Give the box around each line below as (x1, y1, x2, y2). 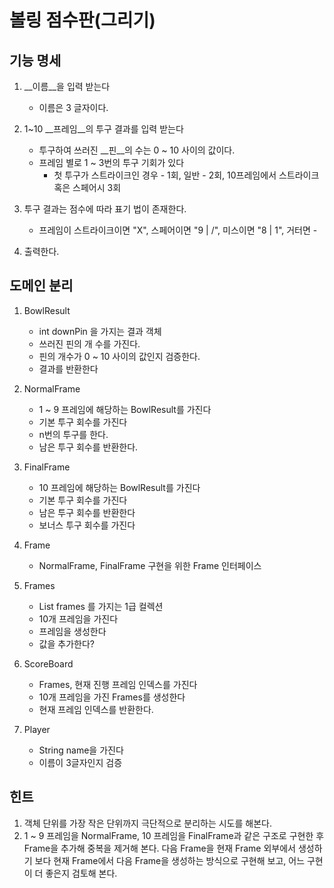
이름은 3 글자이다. (38, 102, 109, 113)
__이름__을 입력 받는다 (23, 81, 111, 92)
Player (23, 723, 51, 735)
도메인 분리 (9, 277, 74, 295)
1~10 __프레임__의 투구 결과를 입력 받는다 (23, 123, 184, 135)
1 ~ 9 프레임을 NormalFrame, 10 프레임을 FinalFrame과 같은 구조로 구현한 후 (23, 829, 325, 841)
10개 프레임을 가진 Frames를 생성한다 (38, 691, 186, 703)
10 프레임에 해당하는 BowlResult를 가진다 (38, 481, 201, 493)
